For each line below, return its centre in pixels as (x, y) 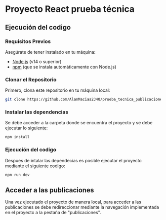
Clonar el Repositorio (31, 79)
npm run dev (17, 175)
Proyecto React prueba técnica (70, 9)
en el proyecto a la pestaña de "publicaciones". (53, 213)
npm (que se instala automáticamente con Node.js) (64, 67)
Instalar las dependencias (37, 112)
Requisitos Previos (28, 41)
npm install (17, 137)
